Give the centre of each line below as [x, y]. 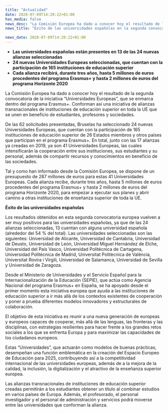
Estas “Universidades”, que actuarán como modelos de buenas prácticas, [81, 347]
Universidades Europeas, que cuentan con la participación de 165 [73, 130]
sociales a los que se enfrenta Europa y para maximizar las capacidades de [83, 332]
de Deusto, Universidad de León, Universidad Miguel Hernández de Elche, [82, 244]
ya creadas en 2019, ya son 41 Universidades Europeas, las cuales [73, 145]
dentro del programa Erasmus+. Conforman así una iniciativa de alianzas [80, 104]
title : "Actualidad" [27, 10]
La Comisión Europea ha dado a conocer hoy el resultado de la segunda [79, 93]
